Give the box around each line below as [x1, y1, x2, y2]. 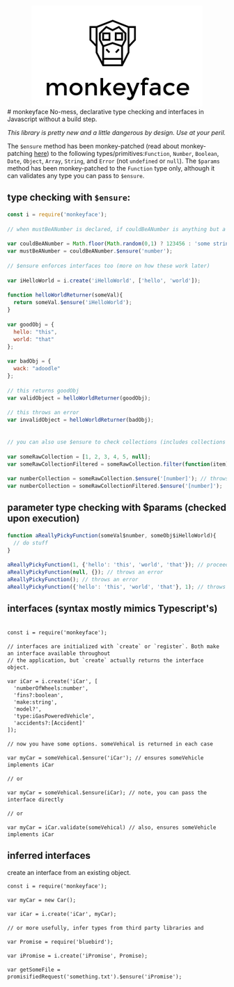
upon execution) [7, 513, 80, 525]
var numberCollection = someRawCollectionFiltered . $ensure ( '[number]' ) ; [7, 482, 223, 490]
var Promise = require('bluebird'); [7, 938, 114, 945]
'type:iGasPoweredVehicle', [13, 712, 95, 720]
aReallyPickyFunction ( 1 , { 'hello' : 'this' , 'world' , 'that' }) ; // [7, 562, 204, 569]
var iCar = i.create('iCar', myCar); [7, 910, 117, 917]
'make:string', [13, 698, 58, 706]
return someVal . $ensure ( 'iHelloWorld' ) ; [13, 299, 132, 306]
